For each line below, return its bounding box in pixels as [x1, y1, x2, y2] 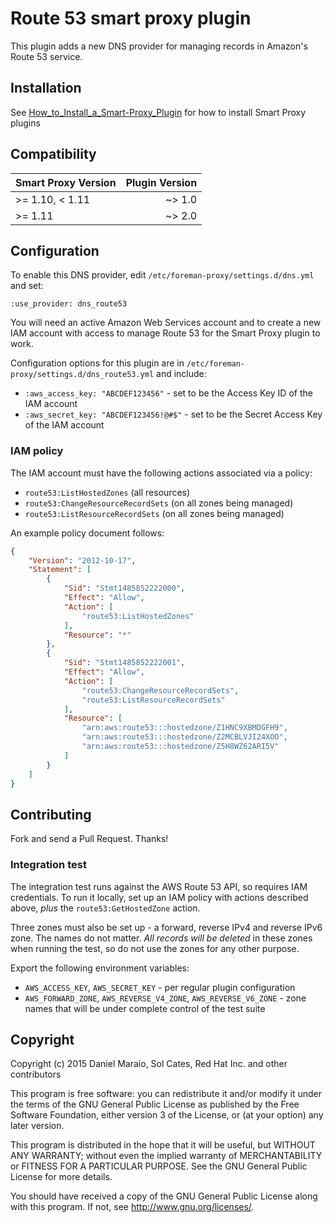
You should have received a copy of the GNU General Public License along [10, 1190, 318, 1202]
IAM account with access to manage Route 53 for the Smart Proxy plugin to [10, 327, 321, 339]
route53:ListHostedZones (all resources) [24, 486, 191, 498]
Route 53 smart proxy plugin [10, 7, 252, 30]
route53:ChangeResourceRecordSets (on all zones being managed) [24, 497, 294, 509]
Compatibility [10, 146, 97, 163]
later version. [10, 1120, 65, 1132]
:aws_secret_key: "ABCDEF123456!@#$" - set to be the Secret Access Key [24, 408, 323, 421]
